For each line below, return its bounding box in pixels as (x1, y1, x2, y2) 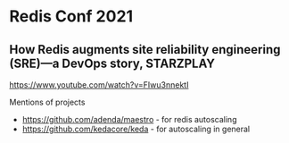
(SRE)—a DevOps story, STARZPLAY (9, 55, 216, 71)
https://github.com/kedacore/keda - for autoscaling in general (21, 123, 251, 134)
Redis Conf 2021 (9, 6, 134, 27)
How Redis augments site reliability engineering (9, 42, 281, 57)
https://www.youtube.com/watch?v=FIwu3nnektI (9, 80, 189, 90)
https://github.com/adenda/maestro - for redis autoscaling (21, 114, 237, 124)
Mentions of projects (9, 97, 86, 107)
